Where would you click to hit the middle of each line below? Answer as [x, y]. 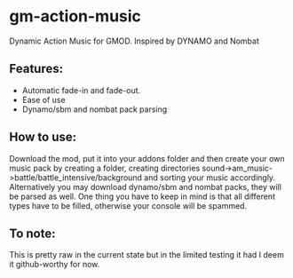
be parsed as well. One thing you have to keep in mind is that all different [142, 196]
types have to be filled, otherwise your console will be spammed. [128, 205]
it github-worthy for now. [55, 265]
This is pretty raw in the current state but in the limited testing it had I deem [146, 255]
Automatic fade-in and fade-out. [81, 90]
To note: [32, 233]
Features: [36, 69]
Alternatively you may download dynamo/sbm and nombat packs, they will [146, 187]
